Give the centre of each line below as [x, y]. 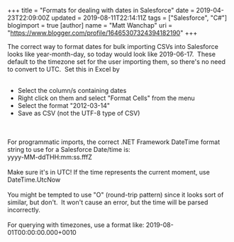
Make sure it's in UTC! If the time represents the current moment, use [109, 172]
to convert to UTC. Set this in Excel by [64, 69]
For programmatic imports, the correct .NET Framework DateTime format [114, 142]
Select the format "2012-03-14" [64, 105]
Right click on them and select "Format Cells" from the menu [106, 98]
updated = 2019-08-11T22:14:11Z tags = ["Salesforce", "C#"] [139, 18]
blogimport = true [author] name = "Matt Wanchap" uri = [90, 25]
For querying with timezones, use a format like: [76, 225]
